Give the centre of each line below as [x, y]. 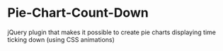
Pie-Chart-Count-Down [78, 13]
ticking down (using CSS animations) [61, 39]
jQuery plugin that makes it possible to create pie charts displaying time [111, 32]
